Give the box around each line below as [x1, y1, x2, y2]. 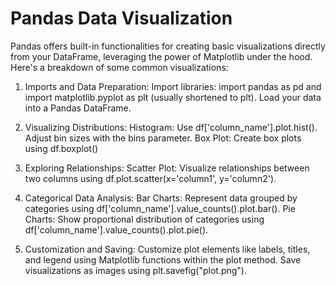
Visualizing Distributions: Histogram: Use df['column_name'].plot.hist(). [24, 121, 318, 133]
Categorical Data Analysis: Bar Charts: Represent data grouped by [24, 192, 298, 204]
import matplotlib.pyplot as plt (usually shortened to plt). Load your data [24, 91, 322, 103]
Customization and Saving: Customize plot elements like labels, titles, [24, 243, 311, 255]
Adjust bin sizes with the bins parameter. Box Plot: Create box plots [24, 132, 302, 144]
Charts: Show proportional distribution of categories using [24, 213, 265, 225]
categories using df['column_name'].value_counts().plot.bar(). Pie [24, 202, 296, 214]
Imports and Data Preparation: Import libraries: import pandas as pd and [24, 80, 322, 92]
